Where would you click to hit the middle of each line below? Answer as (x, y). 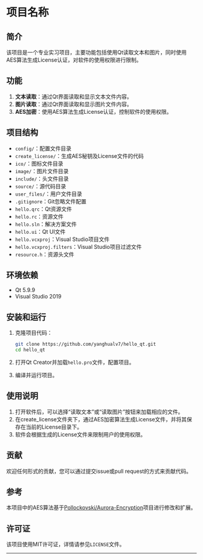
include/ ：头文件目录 (42, 179)
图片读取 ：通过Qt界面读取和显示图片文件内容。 (74, 104)
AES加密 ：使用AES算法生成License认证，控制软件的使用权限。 (93, 111)
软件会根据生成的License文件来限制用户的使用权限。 (80, 434)
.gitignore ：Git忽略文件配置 (50, 201)
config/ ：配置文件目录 (43, 148)
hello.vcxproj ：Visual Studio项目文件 (62, 239)
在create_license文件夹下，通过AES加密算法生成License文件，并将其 (101, 419)
